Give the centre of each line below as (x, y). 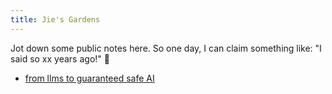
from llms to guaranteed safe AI (89, 78)
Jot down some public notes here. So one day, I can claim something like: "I (166, 48)
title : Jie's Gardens (55, 19)
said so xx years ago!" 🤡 (60, 58)
